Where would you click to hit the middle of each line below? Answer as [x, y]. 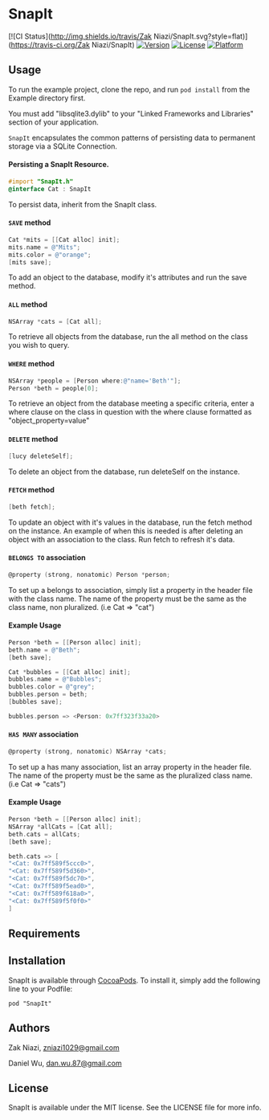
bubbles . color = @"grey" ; [51, 687]
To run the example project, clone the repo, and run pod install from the [129, 89]
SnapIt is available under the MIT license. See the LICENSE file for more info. [135, 1108]
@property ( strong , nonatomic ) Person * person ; [90, 574]
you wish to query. [39, 345]
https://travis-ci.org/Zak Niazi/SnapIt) [73, 44]
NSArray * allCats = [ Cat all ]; [61, 827]
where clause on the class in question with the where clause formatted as [130, 412]
